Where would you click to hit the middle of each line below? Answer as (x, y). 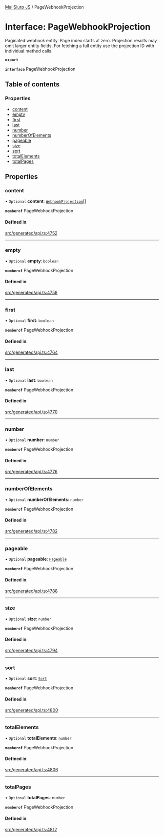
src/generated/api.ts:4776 (31, 471)
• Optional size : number (28, 619)
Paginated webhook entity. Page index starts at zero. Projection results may (81, 40)
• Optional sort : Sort (26, 679)
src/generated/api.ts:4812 (31, 829)
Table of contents (32, 85)
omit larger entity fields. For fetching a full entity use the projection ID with (80, 46)
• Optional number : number (32, 440)
